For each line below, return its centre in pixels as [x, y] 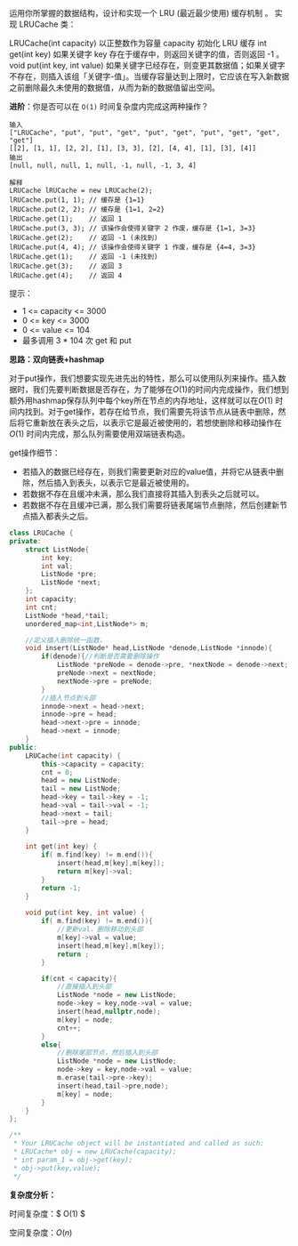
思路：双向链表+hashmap [57, 359]
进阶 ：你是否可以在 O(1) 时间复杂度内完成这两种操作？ [109, 106]
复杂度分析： [32, 1194]
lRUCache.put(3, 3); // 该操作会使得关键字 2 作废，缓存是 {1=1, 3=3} [133, 229]
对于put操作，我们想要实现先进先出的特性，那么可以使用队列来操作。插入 [144, 378]
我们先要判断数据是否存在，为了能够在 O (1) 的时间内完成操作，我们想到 [161, 389]
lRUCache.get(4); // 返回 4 [66, 276]
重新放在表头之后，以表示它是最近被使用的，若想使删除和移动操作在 [157, 422]
